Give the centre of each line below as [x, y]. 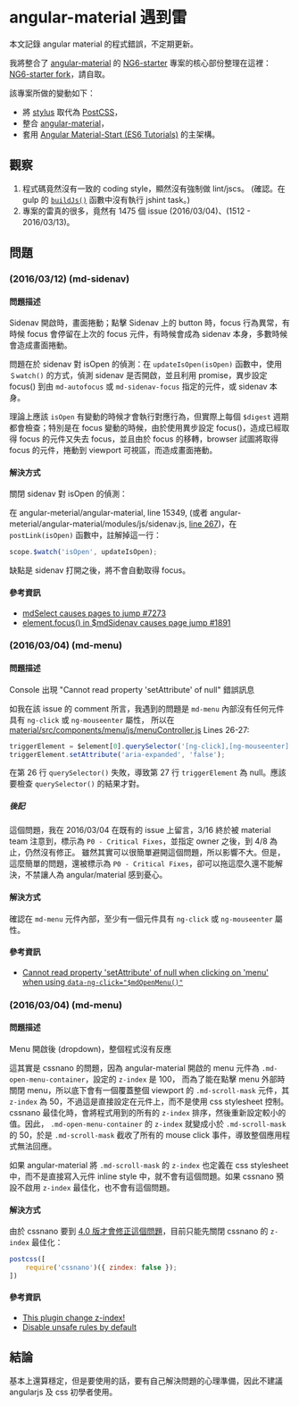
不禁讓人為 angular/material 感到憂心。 [96, 875]
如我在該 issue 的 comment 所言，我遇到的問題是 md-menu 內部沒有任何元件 [147, 708]
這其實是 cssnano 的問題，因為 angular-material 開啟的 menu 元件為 [135, 1067]
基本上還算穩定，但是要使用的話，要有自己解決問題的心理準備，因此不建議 [146, 1380]
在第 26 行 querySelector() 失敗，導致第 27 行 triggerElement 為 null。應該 [148, 772]
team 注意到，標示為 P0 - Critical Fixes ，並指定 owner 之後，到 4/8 [138, 841]
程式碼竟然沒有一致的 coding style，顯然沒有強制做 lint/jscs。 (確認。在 [154, 189]
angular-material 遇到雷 [98, 17]
